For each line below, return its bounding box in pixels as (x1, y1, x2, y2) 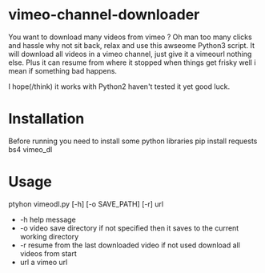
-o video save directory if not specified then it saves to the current (19, 223, 239, 233)
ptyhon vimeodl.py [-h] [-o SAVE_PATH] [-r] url (8, 199, 164, 209)
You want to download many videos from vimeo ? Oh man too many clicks (8, 32, 252, 42)
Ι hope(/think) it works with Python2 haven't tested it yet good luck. (8, 82, 231, 91)
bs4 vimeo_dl (8, 144, 53, 154)
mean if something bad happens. (8, 66, 118, 75)
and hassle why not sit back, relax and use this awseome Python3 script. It (8, 40, 255, 50)
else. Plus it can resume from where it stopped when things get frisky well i (8, 58, 256, 67)
